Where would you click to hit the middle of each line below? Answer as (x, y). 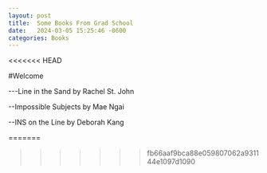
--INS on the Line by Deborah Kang (67, 122)
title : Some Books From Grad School (71, 23)
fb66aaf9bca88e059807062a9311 (203, 153)
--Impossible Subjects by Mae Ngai (67, 107)
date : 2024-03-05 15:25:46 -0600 (67, 30)
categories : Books (39, 38)
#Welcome (26, 76)
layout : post (30, 16)
